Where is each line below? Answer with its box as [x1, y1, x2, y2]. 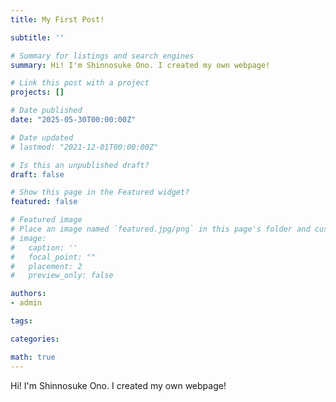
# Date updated [10, 132, 74, 143]
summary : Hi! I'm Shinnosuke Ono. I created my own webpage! [10, 60, 271, 70]
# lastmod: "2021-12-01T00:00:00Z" [10, 142, 159, 152]
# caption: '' [10, 242, 78, 253]
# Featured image [10, 215, 83, 225]
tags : [10, 316, 33, 326]
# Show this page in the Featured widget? [10, 187, 190, 198]
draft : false [10, 169, 65, 180]
